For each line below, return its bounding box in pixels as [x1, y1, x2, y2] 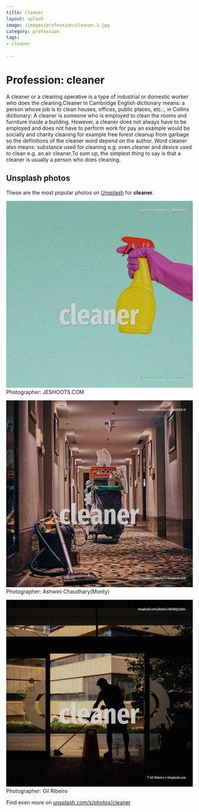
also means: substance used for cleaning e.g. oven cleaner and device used [6, 143, 192, 151]
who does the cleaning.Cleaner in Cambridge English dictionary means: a [6, 99, 185, 106]
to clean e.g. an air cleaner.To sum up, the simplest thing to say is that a [6, 149, 181, 157]
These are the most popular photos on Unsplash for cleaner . [6, 189, 155, 196]
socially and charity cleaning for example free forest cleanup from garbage [6, 130, 190, 138]
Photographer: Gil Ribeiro [6, 787, 68, 794]
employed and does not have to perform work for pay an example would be [6, 125, 191, 132]
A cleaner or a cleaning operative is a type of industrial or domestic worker [6, 93, 189, 100]
